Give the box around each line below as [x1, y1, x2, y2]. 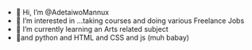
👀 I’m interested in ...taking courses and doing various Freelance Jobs [15, 16, 245, 25]
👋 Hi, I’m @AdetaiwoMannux [15, 8, 110, 17]
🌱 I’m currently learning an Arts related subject [15, 25, 169, 33]
